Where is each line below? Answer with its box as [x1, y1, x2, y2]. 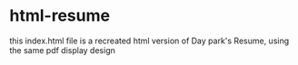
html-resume [9, 5, 111, 26]
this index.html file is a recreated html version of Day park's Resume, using [9, 35, 290, 46]
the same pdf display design [9, 44, 115, 55]
